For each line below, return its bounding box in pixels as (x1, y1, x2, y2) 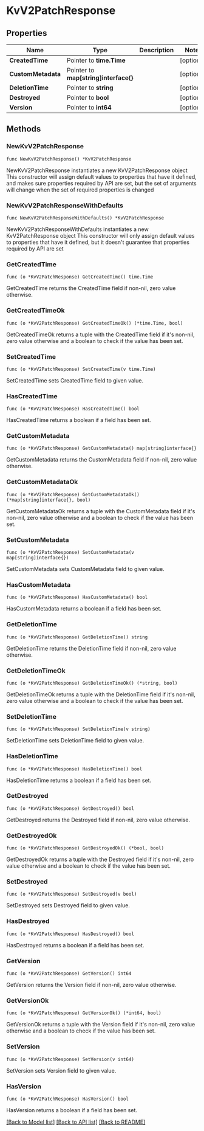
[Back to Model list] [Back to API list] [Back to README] (6, 1118, 146, 1126)
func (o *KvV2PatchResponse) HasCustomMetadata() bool (6, 594, 148, 601)
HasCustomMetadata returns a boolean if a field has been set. (6, 605, 162, 612)
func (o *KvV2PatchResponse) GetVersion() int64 (6, 970, 132, 977)
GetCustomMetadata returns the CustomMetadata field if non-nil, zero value (6, 456, 197, 463)
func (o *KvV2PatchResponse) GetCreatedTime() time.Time (6, 274, 154, 280)
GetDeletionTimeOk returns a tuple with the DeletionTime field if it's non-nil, (6, 691, 195, 698)
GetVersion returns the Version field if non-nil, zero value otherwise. (6, 981, 177, 989)
